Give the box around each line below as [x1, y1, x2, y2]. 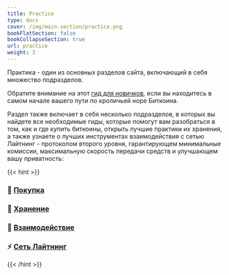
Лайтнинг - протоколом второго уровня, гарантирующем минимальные [7, 139, 221, 148]
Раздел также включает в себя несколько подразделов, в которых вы [7, 109, 216, 118]
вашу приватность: [7, 154, 64, 162]
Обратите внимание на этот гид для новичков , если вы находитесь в [7, 88, 212, 97]
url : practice [7, 42, 49, 49]
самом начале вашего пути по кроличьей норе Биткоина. [7, 96, 178, 104]
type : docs [7, 17, 39, 24]
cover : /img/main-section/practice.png [7, 23, 123, 30]
